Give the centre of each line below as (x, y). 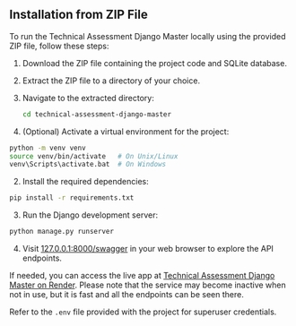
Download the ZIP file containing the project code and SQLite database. (154, 63)
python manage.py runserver (62, 232)
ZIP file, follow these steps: (59, 46)
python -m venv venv (48, 148)
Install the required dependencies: (86, 182)
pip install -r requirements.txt (72, 198)
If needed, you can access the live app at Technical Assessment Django (142, 276)
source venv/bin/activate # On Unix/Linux (94, 156)
